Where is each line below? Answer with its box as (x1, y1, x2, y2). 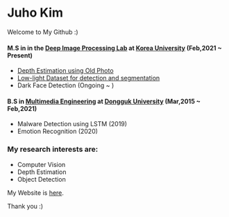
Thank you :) (7, 202, 44, 210)
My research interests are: (7, 144, 99, 154)
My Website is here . (7, 189, 65, 197)
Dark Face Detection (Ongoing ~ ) (17, 81, 114, 89)
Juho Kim (7, 5, 64, 21)
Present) (7, 51, 33, 60)
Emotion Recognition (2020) (17, 127, 99, 136)
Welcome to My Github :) (7, 28, 78, 36)
